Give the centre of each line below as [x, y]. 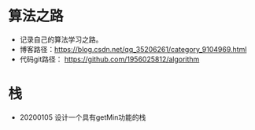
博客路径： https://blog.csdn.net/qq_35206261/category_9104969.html [133, 49]
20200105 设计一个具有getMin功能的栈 [83, 117]
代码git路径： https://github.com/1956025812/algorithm [109, 59]
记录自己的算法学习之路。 [61, 39]
